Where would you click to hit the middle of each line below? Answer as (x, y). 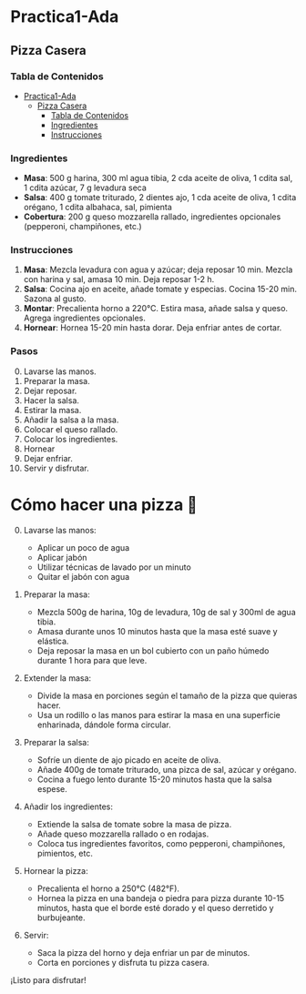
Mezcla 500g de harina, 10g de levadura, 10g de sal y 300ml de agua (167, 612)
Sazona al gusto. (55, 299)
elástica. (53, 641)
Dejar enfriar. (48, 458)
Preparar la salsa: (56, 742)
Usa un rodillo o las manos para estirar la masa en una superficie (158, 715)
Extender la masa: (57, 678)
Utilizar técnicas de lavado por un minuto (114, 567)
